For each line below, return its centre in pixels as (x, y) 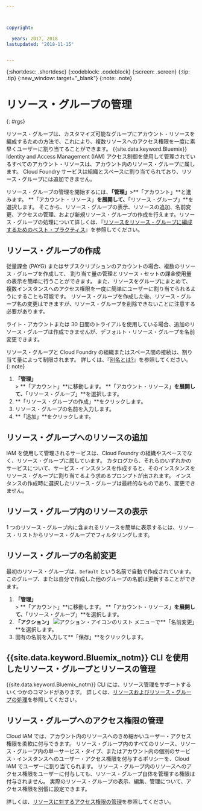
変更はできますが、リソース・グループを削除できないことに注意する (111, 304)
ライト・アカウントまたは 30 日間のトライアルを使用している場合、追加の (98, 324)
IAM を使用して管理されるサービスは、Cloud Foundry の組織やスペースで (97, 453)
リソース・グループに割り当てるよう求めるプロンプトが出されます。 (90, 475)
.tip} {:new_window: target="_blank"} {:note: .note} (69, 78)
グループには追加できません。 (59, 179)
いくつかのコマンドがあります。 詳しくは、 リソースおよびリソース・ (91, 692)
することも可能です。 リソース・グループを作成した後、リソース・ (99, 297)
